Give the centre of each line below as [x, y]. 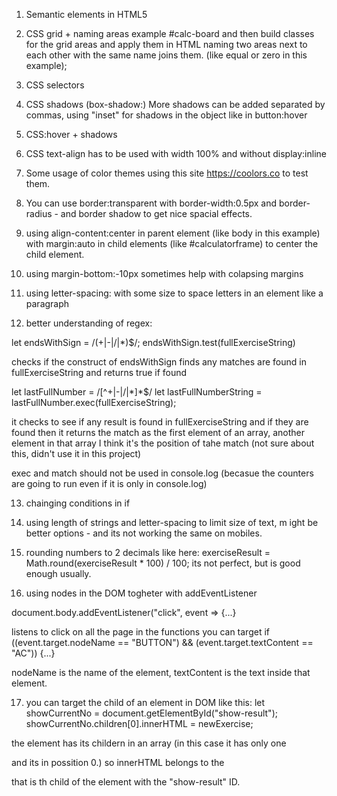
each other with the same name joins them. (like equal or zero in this [166, 55]
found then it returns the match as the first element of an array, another [158, 432]
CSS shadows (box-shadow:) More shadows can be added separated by [175, 104]
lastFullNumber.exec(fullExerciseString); [94, 402]
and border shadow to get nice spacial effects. [156, 213]
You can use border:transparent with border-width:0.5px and [151, 203]
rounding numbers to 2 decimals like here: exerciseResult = [148, 552]
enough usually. [58, 573]
